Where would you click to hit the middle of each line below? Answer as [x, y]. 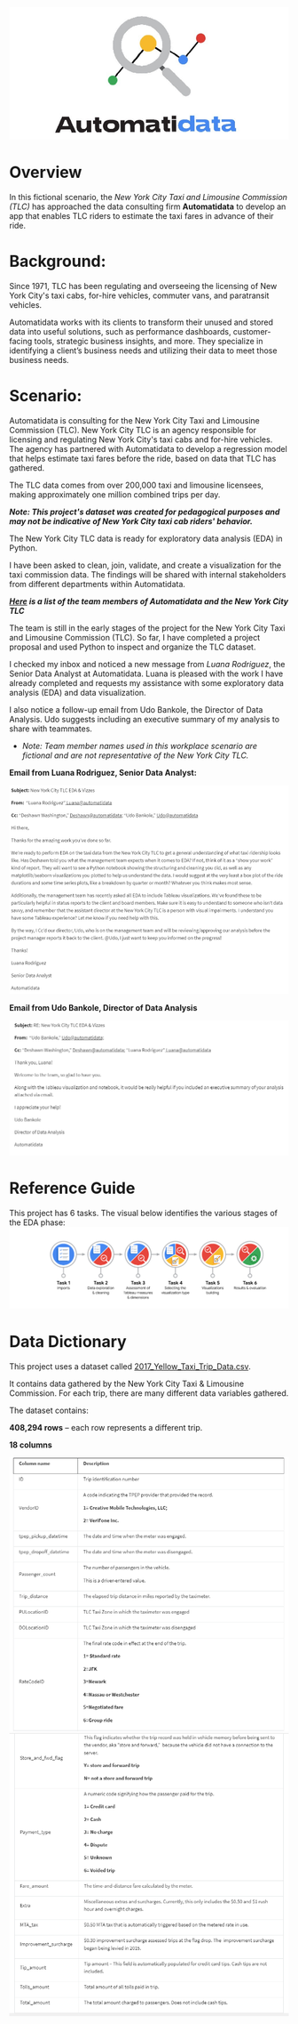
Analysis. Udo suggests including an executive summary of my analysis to [145, 719]
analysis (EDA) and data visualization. [78, 692]
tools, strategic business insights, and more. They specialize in [149, 341]
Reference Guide [72, 1188]
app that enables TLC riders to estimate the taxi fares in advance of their [141, 215]
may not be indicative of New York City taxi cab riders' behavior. [131, 521]
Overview [46, 172]
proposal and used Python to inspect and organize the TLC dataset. [133, 647]
